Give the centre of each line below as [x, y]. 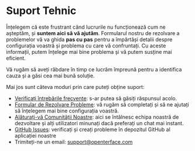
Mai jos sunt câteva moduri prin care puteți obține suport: [75, 87]
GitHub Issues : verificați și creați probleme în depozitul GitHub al [93, 129]
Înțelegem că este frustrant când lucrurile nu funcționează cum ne [86, 27]
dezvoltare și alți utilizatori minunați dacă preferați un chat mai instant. [99, 123]
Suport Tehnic [41, 11]
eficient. [16, 58]
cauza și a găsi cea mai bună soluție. [50, 75]
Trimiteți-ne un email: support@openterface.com [73, 142]
